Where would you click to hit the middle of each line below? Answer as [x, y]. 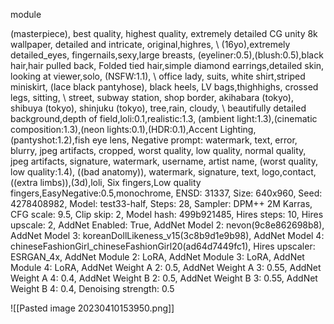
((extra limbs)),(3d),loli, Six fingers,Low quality [106, 182]
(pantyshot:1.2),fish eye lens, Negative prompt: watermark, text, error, [154, 140]
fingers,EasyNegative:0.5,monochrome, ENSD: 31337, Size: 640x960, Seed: [166, 193]
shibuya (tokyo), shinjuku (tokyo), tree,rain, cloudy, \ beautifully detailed [158, 108]
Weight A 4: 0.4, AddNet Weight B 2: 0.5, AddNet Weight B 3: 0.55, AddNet [164, 278]
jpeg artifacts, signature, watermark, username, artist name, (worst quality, [164, 161]
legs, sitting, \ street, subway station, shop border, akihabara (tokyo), [152, 97]
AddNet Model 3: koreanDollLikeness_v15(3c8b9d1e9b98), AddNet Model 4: [167, 235]
